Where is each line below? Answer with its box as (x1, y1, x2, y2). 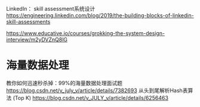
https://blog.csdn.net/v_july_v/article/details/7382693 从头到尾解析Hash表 (6, 87, 188, 94)
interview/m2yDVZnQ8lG (6, 36, 67, 43)
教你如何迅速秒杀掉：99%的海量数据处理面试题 (6, 79, 123, 86)
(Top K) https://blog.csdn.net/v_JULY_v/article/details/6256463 (13, 94, 169, 101)
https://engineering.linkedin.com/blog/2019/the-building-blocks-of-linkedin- (6, 12, 194, 19)
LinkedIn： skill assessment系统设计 (6, 5, 96, 12)
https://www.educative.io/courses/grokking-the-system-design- (6, 30, 165, 37)
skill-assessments (6, 18, 51, 25)
